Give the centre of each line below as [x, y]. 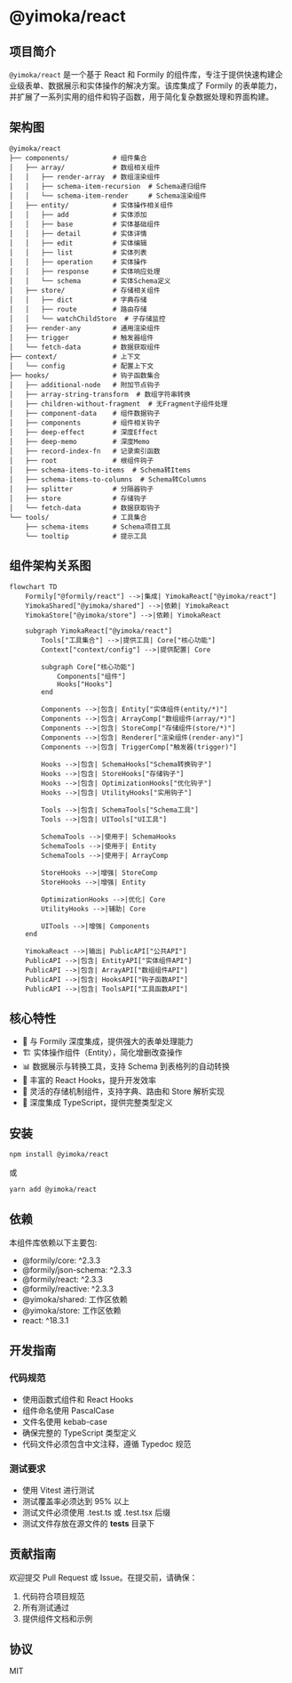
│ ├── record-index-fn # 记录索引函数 [85, 451]
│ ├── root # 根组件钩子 [81, 460]
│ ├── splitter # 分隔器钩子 [81, 489]
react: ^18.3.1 [45, 1320]
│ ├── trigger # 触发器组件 [81, 337]
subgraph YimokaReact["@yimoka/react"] [99, 631]
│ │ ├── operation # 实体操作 [79, 262]
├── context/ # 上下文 [75, 356]
